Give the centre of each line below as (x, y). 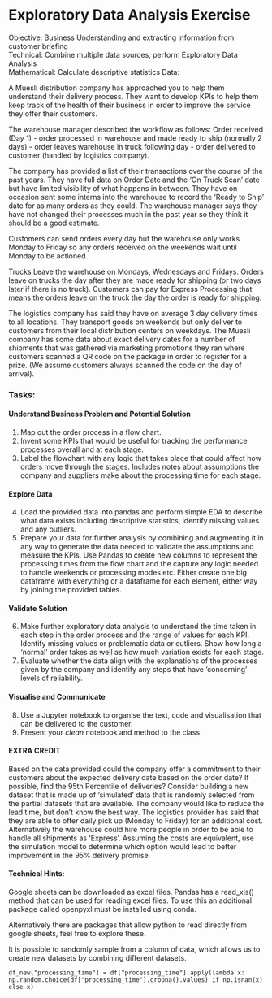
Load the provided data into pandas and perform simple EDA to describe (141, 512)
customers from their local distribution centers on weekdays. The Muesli (130, 330)
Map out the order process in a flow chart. (91, 432)
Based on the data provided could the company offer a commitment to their (134, 769)
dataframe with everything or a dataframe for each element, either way (139, 581)
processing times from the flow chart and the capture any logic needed (139, 564)
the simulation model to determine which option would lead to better (123, 846)
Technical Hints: (37, 874)
